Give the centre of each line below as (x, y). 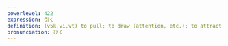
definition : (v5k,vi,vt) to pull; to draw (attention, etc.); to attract (115, 26)
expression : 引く (31, 20)
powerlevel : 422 (30, 13)
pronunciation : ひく (35, 32)
